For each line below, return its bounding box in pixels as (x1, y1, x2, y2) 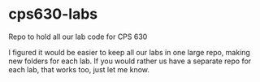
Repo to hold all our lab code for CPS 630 (8, 32, 148, 41)
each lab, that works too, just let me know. (8, 64, 150, 74)
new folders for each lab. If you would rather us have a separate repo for (8, 56, 252, 66)
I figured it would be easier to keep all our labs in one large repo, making (8, 47, 250, 57)
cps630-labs (8, 5, 98, 24)
